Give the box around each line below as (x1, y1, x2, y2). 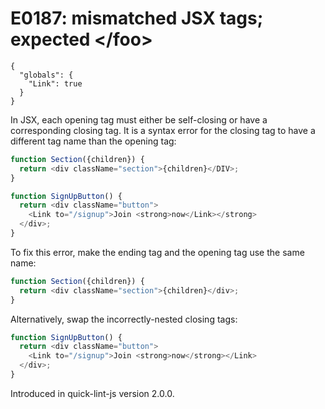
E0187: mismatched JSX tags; (10, 7, 264, 30)
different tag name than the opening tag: (10, 135, 177, 147)
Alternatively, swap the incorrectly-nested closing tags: (10, 313, 238, 325)
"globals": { (19, 70, 74, 80)
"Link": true (28, 78, 83, 89)
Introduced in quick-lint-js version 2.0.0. (10, 387, 175, 399)
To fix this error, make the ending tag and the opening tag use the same (10, 246, 305, 258)
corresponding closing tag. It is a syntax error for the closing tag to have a (10, 124, 316, 136)
